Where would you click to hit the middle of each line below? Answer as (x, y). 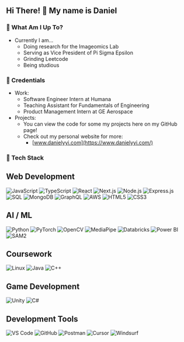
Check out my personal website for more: (73, 136)
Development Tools (42, 319)
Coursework (29, 254)
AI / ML (19, 215)
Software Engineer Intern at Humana (67, 99)
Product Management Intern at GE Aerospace (78, 111)
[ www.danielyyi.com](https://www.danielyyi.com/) (93, 142)
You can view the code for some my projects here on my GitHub (100, 124)
